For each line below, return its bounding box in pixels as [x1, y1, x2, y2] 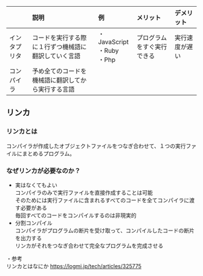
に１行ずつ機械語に [32, 42, 87, 51]
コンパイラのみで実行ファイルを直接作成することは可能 [14, 189, 153, 196]
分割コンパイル [14, 219, 53, 226]
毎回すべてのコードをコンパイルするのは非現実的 [14, 212, 137, 219]
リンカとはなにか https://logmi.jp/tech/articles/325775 [6, 262, 142, 269]
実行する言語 [38, 85, 75, 93]
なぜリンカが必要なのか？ [6, 166, 81, 175]
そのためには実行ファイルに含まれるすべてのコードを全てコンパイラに [14, 197, 190, 204]
